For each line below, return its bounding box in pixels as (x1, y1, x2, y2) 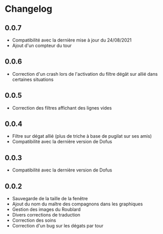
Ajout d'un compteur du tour (12, 42, 72, 49)
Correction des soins (12, 217, 57, 223)
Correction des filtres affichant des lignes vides (12, 104, 112, 111)
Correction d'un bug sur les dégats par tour (12, 223, 104, 229)
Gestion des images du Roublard (12, 206, 81, 212)
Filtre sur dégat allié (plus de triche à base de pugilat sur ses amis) (12, 133, 152, 139)
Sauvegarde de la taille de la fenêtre (12, 196, 88, 202)
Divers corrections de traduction (12, 212, 80, 218)
